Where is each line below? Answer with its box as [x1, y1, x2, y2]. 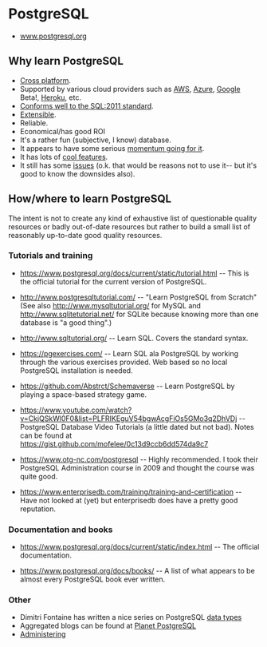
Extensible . [19, 109, 57, 119]
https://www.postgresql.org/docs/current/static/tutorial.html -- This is [19, 268, 249, 278]
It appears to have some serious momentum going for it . [19, 143, 205, 153]
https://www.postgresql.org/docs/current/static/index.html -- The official [19, 542, 260, 552]
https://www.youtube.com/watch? [19, 405, 132, 415]
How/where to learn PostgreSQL [8, 193, 172, 206]
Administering [19, 629, 66, 639]
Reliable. [19, 117, 49, 128]
